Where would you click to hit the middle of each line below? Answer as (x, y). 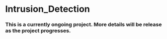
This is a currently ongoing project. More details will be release (83, 25)
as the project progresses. (38, 31)
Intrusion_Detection (48, 9)
